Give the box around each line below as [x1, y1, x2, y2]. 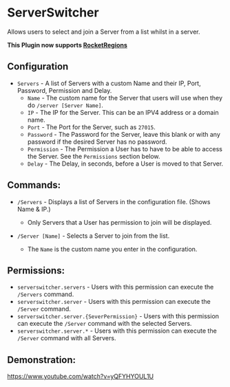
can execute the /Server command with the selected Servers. [17, 320, 192, 328]
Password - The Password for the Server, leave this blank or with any [27, 130, 220, 138]
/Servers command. [17, 290, 74, 298]
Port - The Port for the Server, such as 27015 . [27, 122, 156, 131]
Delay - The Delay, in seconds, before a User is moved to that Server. [27, 159, 224, 168]
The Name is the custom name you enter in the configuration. [27, 245, 198, 253]
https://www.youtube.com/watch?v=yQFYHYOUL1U [7, 373, 154, 381]
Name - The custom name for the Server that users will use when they [27, 93, 222, 102]
